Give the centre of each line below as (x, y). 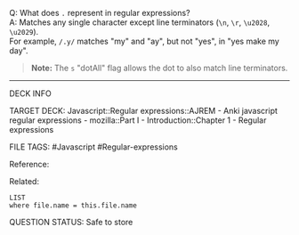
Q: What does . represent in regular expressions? (100, 13)
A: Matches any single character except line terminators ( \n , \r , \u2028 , (139, 22)
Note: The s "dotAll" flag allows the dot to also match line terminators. (159, 68)
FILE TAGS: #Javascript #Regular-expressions (93, 147)
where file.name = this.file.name (73, 206)
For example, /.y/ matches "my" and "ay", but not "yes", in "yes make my (145, 41)
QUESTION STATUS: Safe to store (71, 222)
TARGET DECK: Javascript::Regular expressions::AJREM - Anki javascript (144, 111)
